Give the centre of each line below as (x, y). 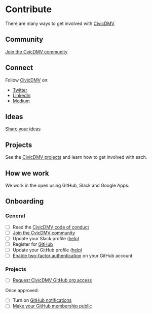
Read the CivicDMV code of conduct (51, 227)
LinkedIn (22, 95)
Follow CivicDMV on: (27, 80)
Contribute (29, 9)
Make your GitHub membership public (52, 306)
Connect (19, 68)
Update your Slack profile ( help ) (46, 238)
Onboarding (25, 201)
